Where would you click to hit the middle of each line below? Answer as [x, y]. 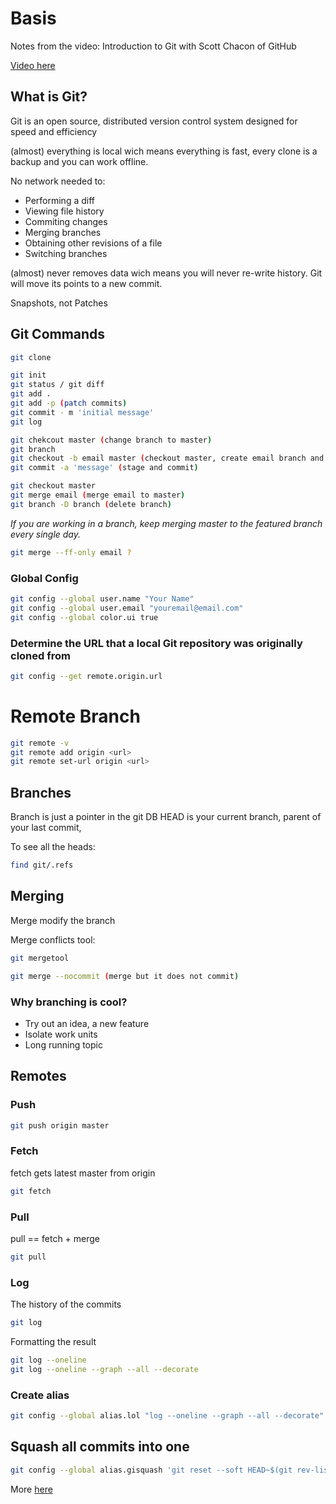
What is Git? [49, 97]
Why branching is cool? [69, 1002]
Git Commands [58, 334]
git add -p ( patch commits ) [69, 403]
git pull [28, 1257]
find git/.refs [42, 865]
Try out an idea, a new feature [87, 1023]
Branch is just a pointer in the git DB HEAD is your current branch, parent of [166, 817]
